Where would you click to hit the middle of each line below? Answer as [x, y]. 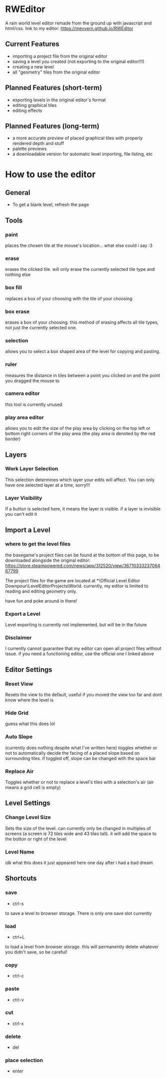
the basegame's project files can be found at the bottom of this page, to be [82, 555]
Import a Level [28, 530]
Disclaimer [18, 638]
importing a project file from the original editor [60, 56]
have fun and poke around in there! [41, 601]
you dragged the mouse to [32, 380]
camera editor [22, 393]
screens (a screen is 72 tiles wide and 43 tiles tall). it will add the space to [81, 834]
